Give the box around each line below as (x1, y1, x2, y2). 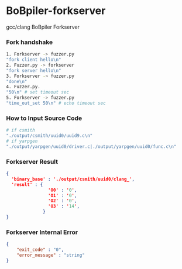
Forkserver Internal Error (6, 228, 78, 236)
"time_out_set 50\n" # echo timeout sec (6, 101, 107, 106)
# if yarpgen (6, 139, 38, 144)
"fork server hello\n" (6, 67, 61, 74)
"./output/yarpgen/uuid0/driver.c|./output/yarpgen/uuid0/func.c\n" (6, 143, 177, 150)
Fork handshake (6, 38, 53, 46)
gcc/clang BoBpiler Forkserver (6, 23, 80, 30)
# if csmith (6, 127, 35, 133)
